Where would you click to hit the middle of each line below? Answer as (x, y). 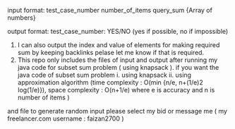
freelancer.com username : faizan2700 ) (66, 118)
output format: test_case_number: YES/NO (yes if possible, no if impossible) (118, 31)
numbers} (22, 18)
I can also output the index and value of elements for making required (119, 45)
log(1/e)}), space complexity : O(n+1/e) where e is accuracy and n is (116, 90)
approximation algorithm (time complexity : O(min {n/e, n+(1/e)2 (110, 82)
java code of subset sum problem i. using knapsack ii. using (104, 75)
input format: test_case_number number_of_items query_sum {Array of (110, 10)
